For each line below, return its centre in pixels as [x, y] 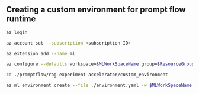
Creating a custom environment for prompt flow [96, 10]
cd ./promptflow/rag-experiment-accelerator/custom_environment [87, 75]
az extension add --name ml [41, 53]
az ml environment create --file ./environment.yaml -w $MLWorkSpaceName [99, 85]
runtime [21, 19]
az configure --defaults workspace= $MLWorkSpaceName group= [82, 64]
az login [17, 32]
